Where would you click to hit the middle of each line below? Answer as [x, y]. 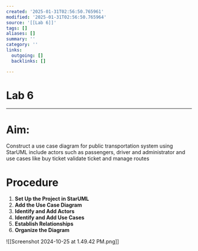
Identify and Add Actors [44, 211]
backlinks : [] [29, 61]
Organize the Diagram [42, 230]
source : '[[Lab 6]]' [32, 22]
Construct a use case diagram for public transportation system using [90, 146]
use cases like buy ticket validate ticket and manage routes [78, 159]
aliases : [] [21, 34]
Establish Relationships [44, 224]
